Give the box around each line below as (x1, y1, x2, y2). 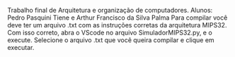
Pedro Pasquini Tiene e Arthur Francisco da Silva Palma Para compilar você (7, 13, 228, 22)
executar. (7, 44, 35, 51)
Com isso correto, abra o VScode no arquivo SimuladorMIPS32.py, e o (7, 28, 212, 37)
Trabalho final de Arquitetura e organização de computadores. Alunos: (7, 6, 213, 14)
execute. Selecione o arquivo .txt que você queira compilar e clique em (7, 36, 214, 44)
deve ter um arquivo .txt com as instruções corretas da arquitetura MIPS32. (7, 21, 227, 29)
